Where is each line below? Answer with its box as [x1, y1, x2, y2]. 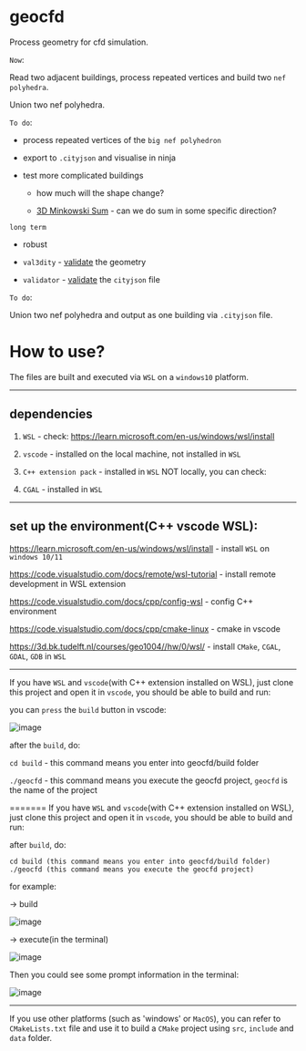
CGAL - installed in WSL [22, 483, 103, 494]
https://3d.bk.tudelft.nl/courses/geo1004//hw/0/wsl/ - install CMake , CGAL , [9, 641, 281, 652]
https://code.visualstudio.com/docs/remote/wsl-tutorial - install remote [9, 568, 276, 580]
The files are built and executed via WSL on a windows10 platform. [9, 371, 249, 382]
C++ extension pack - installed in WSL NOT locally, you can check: [22, 466, 267, 477]
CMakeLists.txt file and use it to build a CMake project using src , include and [9, 1023, 294, 1034]
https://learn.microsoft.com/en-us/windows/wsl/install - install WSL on [9, 542, 270, 553]
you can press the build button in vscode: [9, 704, 167, 715]
